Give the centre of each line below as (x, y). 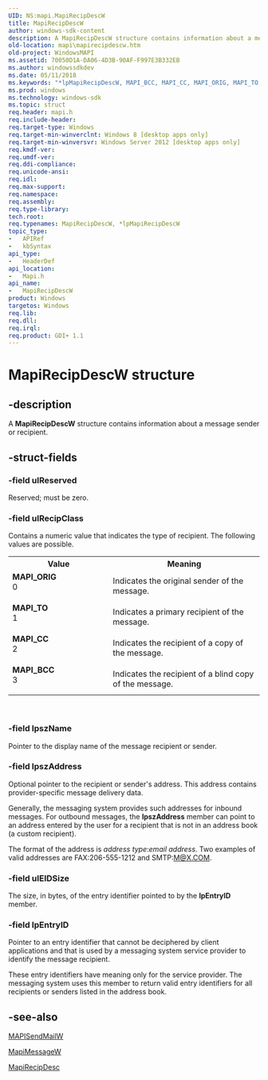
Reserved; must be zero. (49, 498)
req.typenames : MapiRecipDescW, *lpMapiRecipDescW (94, 224)
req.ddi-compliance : (43, 165)
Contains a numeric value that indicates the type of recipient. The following (132, 536)
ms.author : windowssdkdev (51, 68)
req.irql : (25, 328)
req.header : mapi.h (41, 113)
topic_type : (28, 232)
